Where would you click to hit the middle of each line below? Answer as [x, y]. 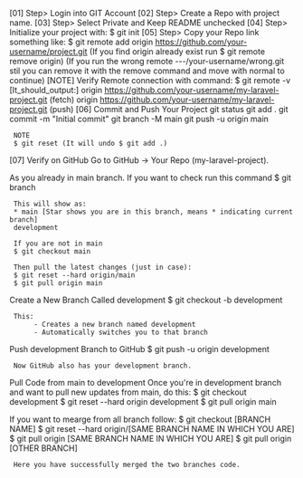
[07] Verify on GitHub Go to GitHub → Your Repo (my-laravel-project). [139, 160]
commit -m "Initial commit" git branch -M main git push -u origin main [139, 119]
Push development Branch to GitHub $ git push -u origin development [139, 349]
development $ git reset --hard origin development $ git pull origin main [143, 402]
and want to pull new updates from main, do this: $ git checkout [128, 392]
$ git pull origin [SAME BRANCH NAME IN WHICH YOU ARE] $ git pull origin [151, 439]
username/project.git [48, 52]
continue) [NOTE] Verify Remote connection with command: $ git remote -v [150, 80]
